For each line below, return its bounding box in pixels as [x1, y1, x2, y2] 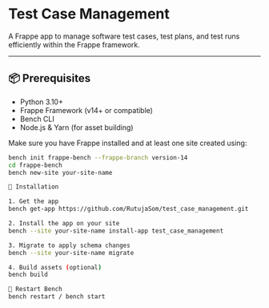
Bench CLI [19, 114, 54, 124]
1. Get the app [8, 197, 59, 205]
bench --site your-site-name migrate [8, 249, 134, 257]
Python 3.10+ [19, 97, 64, 107]
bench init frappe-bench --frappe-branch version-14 [8, 153, 188, 161]
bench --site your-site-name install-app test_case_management [8, 226, 224, 235]
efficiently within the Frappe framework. [8, 39, 140, 49]
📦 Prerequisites [8, 71, 91, 85]
